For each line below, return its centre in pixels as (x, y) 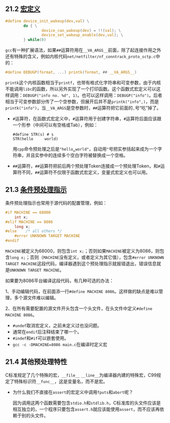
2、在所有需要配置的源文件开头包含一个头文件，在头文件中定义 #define (79, 308)
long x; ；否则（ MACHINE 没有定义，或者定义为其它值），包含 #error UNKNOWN (87, 257)
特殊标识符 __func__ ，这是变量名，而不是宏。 (61, 381)
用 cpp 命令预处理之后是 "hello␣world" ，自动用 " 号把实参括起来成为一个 (85, 149)
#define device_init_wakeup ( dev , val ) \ (47, 21)
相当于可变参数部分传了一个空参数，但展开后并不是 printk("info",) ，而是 (82, 102)
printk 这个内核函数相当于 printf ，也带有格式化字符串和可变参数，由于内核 (83, 83)
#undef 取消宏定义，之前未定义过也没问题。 (57, 325)
